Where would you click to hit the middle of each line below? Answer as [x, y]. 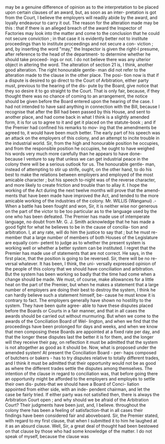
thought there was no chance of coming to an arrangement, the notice [76, 96]
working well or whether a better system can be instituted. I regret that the [81, 248]
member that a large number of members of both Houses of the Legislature [82, 238]
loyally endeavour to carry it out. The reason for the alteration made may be [82, 23]
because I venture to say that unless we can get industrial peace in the [77, 159]
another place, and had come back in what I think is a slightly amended [77, 117]
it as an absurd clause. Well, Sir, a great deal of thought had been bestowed [82, 426]
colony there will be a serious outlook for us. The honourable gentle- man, [80, 164]
